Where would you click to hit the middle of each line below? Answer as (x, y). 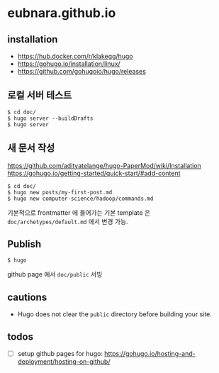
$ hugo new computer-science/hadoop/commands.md (80, 199)
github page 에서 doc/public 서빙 (55, 274)
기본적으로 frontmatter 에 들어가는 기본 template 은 (79, 212)
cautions (27, 297)
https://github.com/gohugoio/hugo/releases (82, 71)
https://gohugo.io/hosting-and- (150, 354)
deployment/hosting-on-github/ (64, 362)
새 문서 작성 (31, 148)
